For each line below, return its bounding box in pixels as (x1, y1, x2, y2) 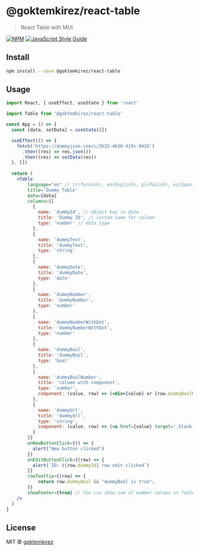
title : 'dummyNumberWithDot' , (37, 324, 113, 331)
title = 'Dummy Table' (27, 187, 78, 193)
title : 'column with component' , (37, 380, 120, 386)
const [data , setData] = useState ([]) (11, 127, 108, 133)
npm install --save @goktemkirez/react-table (6, 68, 120, 74)
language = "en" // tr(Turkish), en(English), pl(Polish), (27, 182, 171, 188)
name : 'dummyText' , (37, 237, 86, 243)
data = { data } (27, 192, 57, 199)
